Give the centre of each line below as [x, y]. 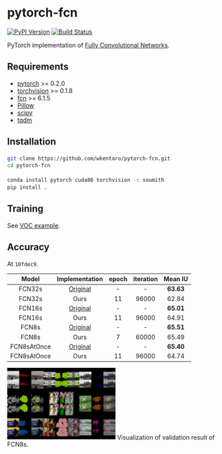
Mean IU [176, 279]
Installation [32, 142]
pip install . [27, 187]
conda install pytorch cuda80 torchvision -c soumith [86, 180]
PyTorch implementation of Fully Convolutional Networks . [88, 45]
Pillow [25, 105]
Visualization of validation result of [166, 437]
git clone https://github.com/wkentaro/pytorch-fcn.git [89, 158]
